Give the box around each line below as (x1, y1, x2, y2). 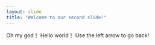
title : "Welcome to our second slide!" (6, 14, 107, 20)
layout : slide (6, 8, 42, 15)
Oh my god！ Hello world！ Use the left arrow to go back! (6, 31, 150, 39)
